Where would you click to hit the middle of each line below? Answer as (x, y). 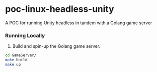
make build (16, 60)
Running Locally (25, 36)
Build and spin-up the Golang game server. (56, 46)
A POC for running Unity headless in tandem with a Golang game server (79, 23)
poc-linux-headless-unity (60, 9)
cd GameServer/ (21, 55)
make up (13, 64)
